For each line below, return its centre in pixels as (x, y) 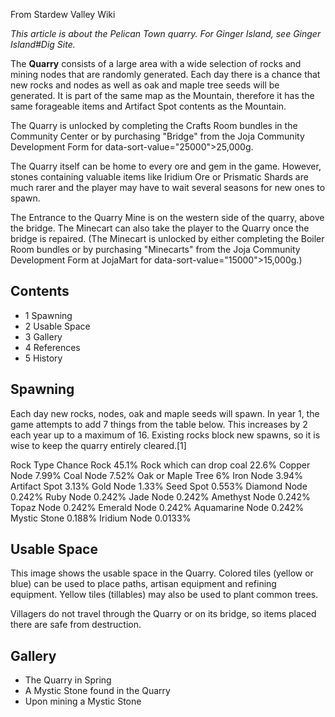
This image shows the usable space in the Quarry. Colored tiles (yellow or (162, 573)
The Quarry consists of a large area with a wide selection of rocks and (156, 63)
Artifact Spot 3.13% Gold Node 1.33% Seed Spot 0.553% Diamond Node (159, 486)
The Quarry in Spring (68, 680)
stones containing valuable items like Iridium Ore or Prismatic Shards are (159, 177)
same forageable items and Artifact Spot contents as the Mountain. (148, 106)
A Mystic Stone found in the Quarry (97, 691)
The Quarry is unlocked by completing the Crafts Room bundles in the (154, 125)
